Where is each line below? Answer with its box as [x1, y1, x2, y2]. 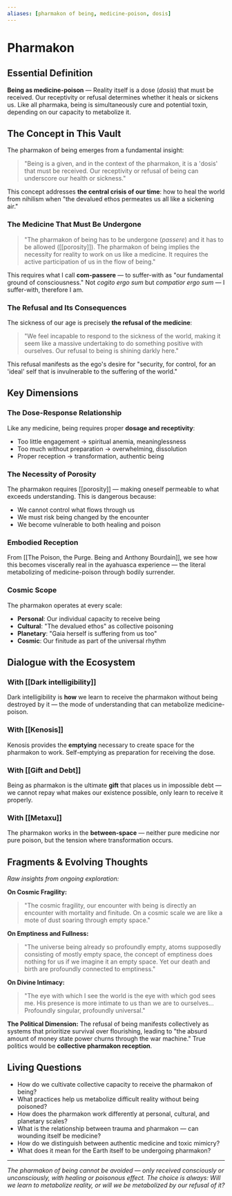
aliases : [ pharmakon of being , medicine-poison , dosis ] [7, 10, 171, 17]
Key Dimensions [7, 387, 79, 399]
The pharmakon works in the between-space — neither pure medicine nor [7, 829, 220, 837]
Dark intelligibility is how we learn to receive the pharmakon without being [7, 693, 218, 701]
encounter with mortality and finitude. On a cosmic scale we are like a [23, 909, 223, 917]
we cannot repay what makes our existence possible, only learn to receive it [7, 788, 223, 796]
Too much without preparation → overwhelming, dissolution [17, 444, 187, 453]
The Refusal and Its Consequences [7, 302, 127, 312]
